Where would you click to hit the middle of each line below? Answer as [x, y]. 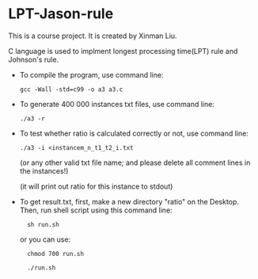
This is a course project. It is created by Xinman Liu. [93, 36]
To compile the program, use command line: [91, 75]
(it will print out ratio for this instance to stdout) [96, 186]
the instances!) [44, 170]
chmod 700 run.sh [56, 254]
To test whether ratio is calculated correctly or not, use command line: [134, 133]
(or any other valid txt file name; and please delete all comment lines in [135, 162]
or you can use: [45, 239]
